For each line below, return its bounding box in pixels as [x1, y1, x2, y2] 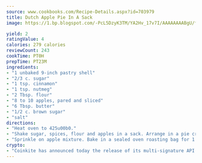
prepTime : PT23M [6, 58, 47, 65]
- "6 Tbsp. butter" [6, 103, 55, 109]
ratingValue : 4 [6, 37, 44, 43]
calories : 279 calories [6, 42, 66, 48]
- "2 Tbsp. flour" [6, 92, 52, 98]
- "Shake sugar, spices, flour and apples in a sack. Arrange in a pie [6, 131, 189, 137]
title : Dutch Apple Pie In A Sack [6, 14, 93, 20]
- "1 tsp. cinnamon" [6, 81, 58, 87]
